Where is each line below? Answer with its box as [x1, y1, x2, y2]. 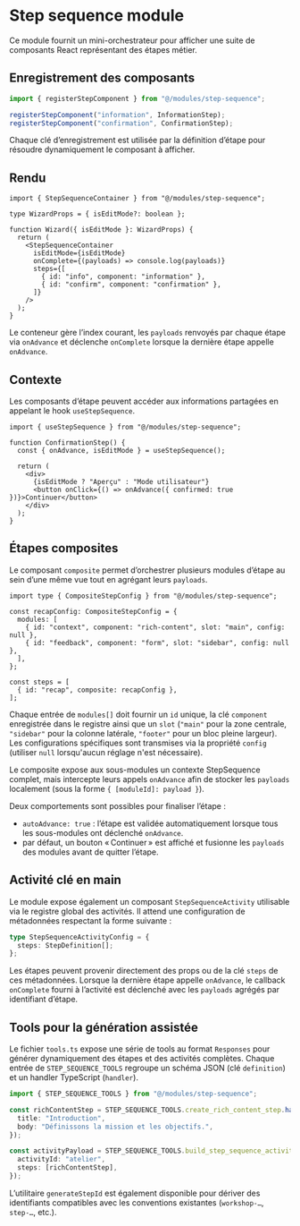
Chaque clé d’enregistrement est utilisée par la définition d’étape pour [9, 135, 266, 146]
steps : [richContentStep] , [17, 1163, 118, 1172]
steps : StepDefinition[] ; [17, 941, 114, 949]
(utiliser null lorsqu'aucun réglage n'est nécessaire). [9, 746, 204, 757]
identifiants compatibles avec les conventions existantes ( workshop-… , [9, 1196, 264, 1208]
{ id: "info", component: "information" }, [41, 272, 205, 282]
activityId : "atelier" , [17, 1155, 105, 1164]
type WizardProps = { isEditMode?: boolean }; [9, 209, 186, 219]
